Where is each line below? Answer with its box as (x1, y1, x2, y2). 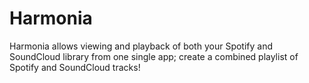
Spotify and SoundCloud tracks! (9, 61, 141, 73)
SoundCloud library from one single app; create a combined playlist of (9, 50, 299, 62)
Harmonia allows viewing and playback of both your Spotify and (9, 40, 274, 52)
